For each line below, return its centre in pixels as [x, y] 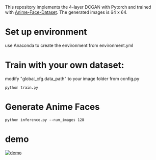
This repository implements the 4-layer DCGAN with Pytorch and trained [78, 7]
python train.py [22, 87]
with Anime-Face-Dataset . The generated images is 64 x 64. [66, 12]
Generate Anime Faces [52, 107]
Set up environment [46, 32]
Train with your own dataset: [65, 65]
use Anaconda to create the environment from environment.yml [69, 45]
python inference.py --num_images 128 [45, 120]
